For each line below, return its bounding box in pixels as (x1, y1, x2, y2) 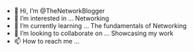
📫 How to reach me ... (13, 37, 80, 45)
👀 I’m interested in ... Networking (13, 14, 109, 22)
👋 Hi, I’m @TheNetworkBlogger (13, 7, 105, 15)
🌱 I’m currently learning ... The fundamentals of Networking (13, 22, 187, 30)
